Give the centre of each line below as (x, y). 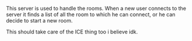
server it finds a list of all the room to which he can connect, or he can (91, 14)
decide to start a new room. (39, 20)
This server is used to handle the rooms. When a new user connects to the (96, 8)
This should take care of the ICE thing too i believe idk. (72, 32)
